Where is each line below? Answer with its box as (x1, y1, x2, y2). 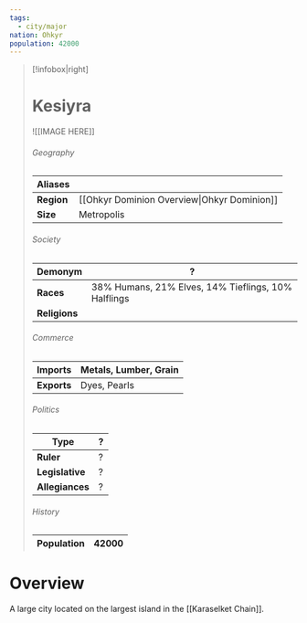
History (31, 506, 60, 517)
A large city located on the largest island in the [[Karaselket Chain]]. (9, 604, 265, 615)
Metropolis (79, 208, 125, 221)
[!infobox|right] (31, 64, 90, 75)
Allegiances (36, 480, 90, 493)
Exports (36, 378, 72, 391)
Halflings (90, 291, 130, 304)
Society (31, 234, 61, 245)
